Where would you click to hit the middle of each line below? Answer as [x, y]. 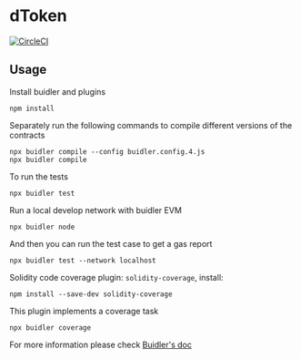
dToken [39, 16]
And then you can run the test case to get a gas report [111, 243]
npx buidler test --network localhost [83, 261]
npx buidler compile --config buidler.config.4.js [107, 151]
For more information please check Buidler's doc [101, 344]
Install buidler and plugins [58, 91]
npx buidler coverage [50, 328]
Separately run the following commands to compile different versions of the [151, 125]
